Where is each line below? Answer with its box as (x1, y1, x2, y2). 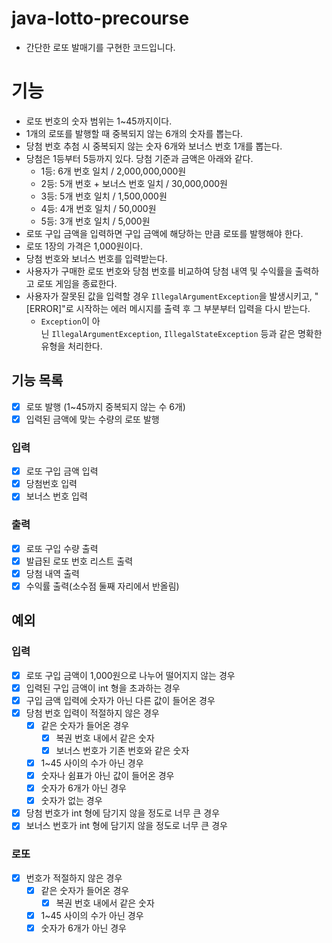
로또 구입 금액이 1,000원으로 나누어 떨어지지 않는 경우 (25, 669, 236, 681)
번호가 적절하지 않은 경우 (25, 872, 123, 884)
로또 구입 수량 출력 (25, 542, 99, 554)
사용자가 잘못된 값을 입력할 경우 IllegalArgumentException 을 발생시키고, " (25, 290, 319, 302)
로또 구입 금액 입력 (25, 465, 99, 477)
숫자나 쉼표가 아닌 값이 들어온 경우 (40, 770, 175, 782)
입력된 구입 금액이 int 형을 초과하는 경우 (25, 682, 181, 694)
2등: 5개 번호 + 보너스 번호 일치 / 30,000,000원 (40, 177, 228, 189)
